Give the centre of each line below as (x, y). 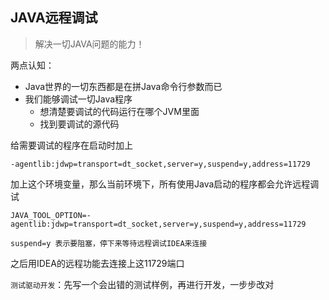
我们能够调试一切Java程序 (78, 99)
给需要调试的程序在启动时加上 (71, 145)
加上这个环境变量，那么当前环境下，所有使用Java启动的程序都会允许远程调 (165, 184)
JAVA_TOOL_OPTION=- (51, 215)
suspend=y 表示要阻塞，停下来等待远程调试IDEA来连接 (109, 243)
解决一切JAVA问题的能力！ (89, 44)
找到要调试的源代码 (79, 124)
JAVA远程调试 (54, 18)
